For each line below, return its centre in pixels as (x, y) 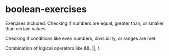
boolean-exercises (46, 9)
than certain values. (26, 28)
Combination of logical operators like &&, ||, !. (53, 48)
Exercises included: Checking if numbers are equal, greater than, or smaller (85, 23)
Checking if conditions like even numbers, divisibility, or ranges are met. (81, 38)
